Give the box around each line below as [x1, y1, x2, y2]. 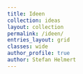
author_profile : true [7, 50, 70, 57]
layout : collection [7, 23, 64, 30]
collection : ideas [7, 17, 61, 24]
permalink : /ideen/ [7, 30, 64, 37]
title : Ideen [7, 10, 45, 18]
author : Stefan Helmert [7, 56, 77, 63]
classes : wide [7, 43, 49, 50]
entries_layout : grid [7, 37, 70, 44]
